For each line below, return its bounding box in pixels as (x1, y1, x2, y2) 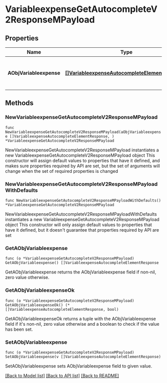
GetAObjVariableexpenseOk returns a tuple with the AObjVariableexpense (5, 315, 156, 322)
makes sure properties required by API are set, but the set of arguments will (5, 163, 160, 169)
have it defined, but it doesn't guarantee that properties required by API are (5, 227, 159, 233)
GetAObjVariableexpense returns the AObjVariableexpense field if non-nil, (5, 269, 157, 275)
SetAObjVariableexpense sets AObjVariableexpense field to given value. (5, 363, 153, 369)
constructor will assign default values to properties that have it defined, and (5, 157, 160, 163)
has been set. (5, 326, 33, 332)
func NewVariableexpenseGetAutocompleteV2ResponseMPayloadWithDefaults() (5, 198, 162, 203)
